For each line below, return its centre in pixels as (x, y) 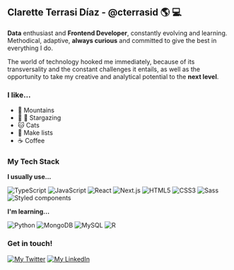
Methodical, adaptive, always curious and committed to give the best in (112, 40)
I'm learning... (29, 211)
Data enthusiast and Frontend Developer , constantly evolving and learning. (117, 33)
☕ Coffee (31, 141)
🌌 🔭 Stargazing (39, 118)
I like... (19, 94)
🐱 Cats (29, 125)
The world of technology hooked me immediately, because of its (101, 61)
